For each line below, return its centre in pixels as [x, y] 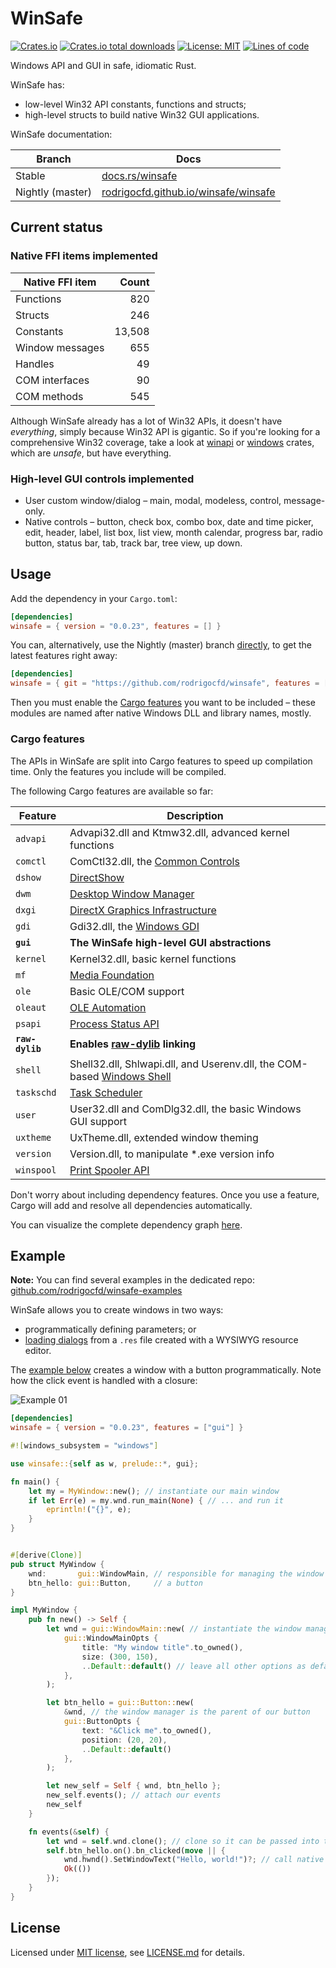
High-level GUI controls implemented [102, 479]
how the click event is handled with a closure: [104, 1381]
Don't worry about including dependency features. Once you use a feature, [165, 1194]
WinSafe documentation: [61, 134]
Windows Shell [136, 1076]
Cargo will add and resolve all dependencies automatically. [131, 1205]
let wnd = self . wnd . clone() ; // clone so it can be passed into [183, 1841]
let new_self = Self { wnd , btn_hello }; [134, 1786]
